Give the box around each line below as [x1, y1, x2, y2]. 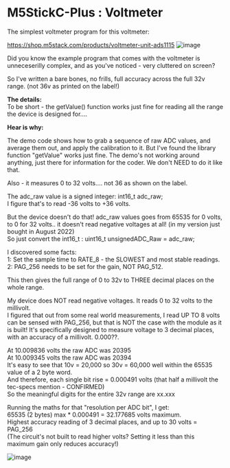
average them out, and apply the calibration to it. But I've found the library [7, 143, 216, 152]
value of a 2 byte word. [7, 368, 73, 376]
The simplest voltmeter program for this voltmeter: [7, 27, 150, 36]
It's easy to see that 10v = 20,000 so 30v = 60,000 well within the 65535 [7, 360, 213, 368]
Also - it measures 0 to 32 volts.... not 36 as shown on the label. [7, 178, 187, 187]
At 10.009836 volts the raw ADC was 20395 [7, 346, 132, 354]
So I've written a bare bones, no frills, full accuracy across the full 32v [7, 74, 205, 83]
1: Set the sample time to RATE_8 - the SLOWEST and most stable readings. [7, 255, 220, 264]
